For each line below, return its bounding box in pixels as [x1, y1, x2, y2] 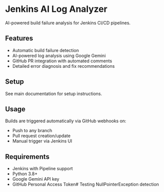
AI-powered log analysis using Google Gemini [12, 52, 106, 58]
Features [5, 34, 33, 43]
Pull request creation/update [12, 133, 71, 139]
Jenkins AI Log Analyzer [5, 3, 108, 15]
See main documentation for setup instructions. [5, 91, 103, 96]
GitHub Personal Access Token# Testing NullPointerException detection [12, 182, 160, 188]
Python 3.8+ [12, 171, 38, 177]
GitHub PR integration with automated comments [12, 58, 112, 64]
